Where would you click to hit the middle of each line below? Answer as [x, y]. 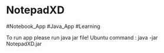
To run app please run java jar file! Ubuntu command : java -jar [82, 37]
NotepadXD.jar [24, 44]
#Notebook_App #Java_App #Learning [53, 26]
